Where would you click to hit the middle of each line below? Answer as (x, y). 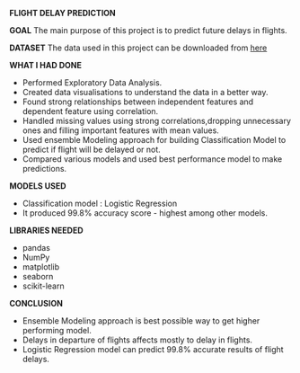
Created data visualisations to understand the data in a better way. (145, 92)
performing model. (57, 330)
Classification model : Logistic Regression (100, 203)
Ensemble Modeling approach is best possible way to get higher (141, 321)
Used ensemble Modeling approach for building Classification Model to (154, 140)
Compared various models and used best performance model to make (152, 159)
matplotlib (41, 267)
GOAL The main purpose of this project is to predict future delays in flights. (148, 30)
